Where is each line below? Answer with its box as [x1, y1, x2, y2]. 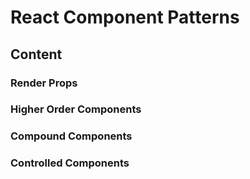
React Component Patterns [10, 6, 240, 29]
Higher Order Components [10, 102, 142, 116]
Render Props [10, 76, 78, 90]
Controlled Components [10, 156, 130, 170]
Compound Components [10, 129, 133, 143]
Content [10, 46, 63, 63]
